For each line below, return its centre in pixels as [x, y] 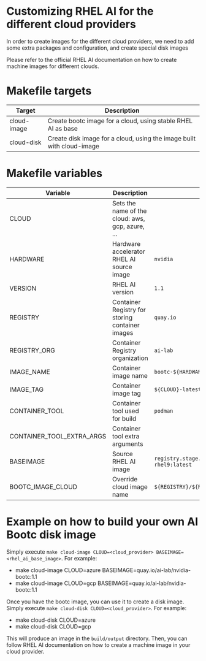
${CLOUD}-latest [178, 389]
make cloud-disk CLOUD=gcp [53, 626]
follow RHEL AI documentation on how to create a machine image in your [98, 644]
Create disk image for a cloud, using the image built [122, 138]
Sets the [124, 203]
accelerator [129, 251]
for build [124, 418]
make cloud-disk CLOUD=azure [55, 620]
